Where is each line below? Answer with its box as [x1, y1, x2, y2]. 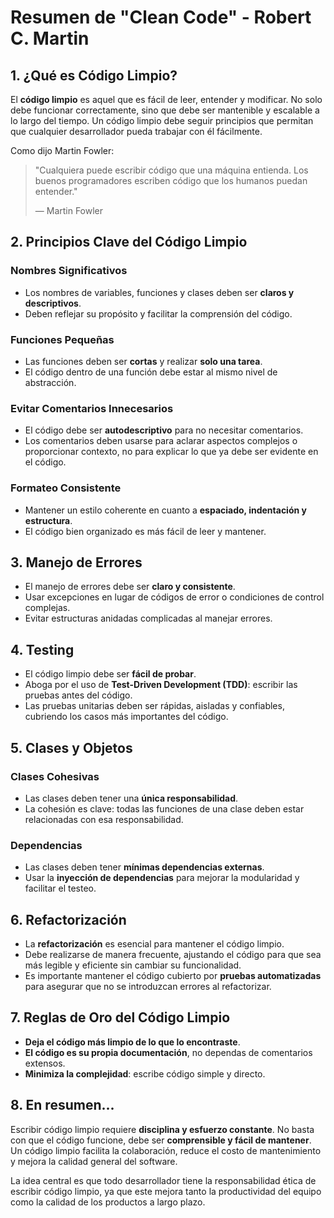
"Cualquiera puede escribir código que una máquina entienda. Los [34, 164, 309, 176]
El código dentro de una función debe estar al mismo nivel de [24, 366, 278, 378]
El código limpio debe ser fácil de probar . [24, 668, 197, 680]
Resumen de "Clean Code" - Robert [10, 6, 312, 29]
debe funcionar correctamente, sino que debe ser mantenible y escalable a [10, 104, 320, 116]
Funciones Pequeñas [10, 332, 115, 346]
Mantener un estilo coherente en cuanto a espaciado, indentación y [24, 504, 307, 516]
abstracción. [24, 376, 77, 388]
